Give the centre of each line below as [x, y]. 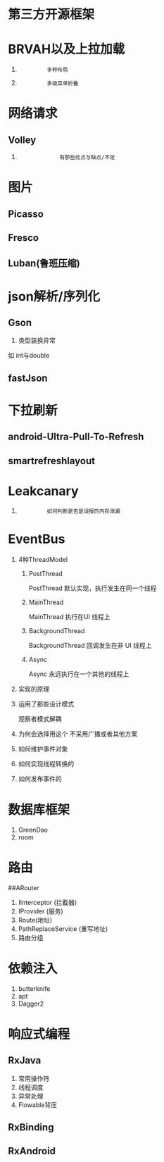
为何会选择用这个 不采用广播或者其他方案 [78, 734]
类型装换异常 [37, 341]
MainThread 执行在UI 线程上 [69, 616]
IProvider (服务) [41, 911]
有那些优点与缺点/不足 [87, 158]
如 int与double [29, 356]
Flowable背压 [38, 1105]
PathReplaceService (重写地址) [63, 929]
